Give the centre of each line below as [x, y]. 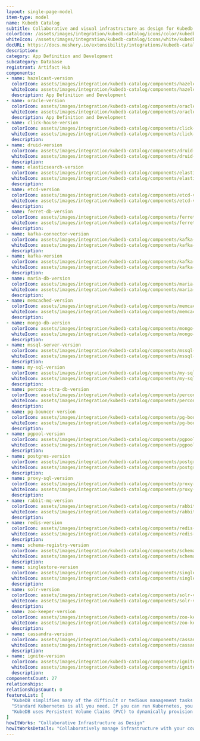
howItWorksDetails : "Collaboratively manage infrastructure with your [96, 728]
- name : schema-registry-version [48, 545]
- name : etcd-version [33, 189]
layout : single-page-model [40, 12]
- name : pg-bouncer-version [41, 412]
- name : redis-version [34, 523]
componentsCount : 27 [32, 678]
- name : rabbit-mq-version [40, 500]
